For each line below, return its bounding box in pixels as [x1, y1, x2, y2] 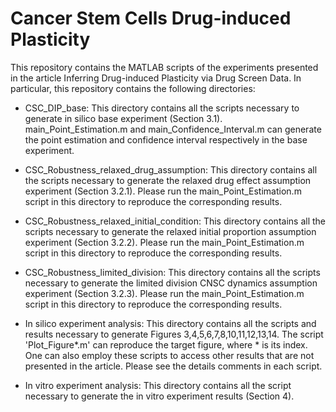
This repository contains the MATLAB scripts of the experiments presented [10, 61, 319, 73]
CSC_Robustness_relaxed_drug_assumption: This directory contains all [24, 163, 318, 176]
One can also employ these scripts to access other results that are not [24, 349, 315, 361]
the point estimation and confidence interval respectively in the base [24, 133, 308, 146]
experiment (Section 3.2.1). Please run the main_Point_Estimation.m [24, 185, 302, 197]
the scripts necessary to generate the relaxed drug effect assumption [24, 174, 312, 186]
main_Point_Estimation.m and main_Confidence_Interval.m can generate [24, 123, 322, 135]
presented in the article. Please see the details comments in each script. [24, 360, 323, 372]
